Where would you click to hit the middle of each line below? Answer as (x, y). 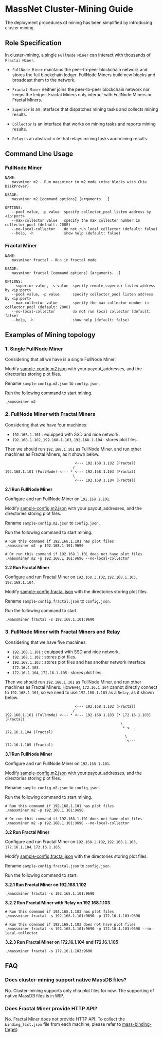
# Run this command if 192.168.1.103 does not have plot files (71, 925)
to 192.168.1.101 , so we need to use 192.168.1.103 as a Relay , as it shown (80, 693)
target (11, 1029)
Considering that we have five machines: (46, 642)
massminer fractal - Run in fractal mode (54, 260)
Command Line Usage (39, 154)
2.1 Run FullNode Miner (29, 489)
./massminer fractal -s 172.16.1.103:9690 (49, 951)
